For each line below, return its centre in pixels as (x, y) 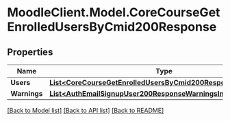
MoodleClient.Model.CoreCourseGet (114, 13)
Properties (30, 52)
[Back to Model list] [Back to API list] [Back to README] (86, 110)
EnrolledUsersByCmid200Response (112, 27)
